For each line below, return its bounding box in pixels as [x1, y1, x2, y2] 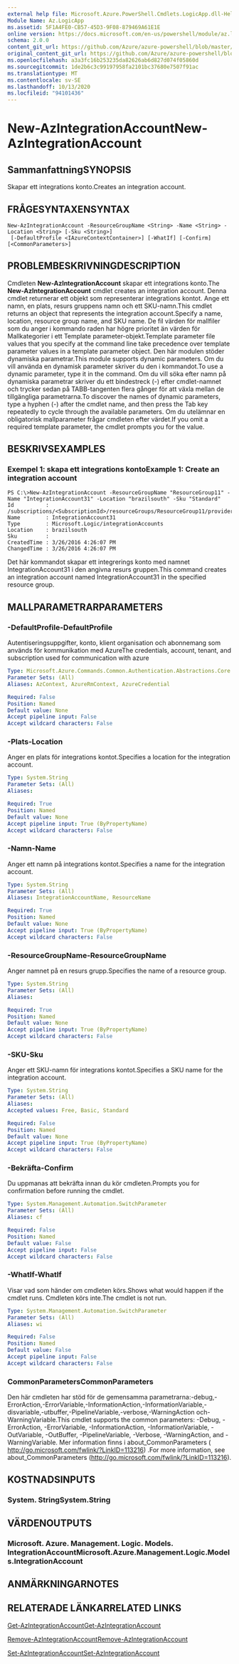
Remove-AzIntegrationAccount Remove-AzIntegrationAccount [7, 1635, 188, 1643]
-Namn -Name [7, 843, 57, 853]
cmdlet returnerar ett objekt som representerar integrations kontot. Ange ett [7, 294, 230, 302]
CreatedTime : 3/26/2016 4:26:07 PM [7, 539, 116, 546]
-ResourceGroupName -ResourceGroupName [7, 950, 167, 960]
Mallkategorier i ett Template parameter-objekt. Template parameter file [7, 331, 216, 340]
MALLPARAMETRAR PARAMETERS [7, 601, 164, 613]
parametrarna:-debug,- [149, 1393, 218, 1402]
